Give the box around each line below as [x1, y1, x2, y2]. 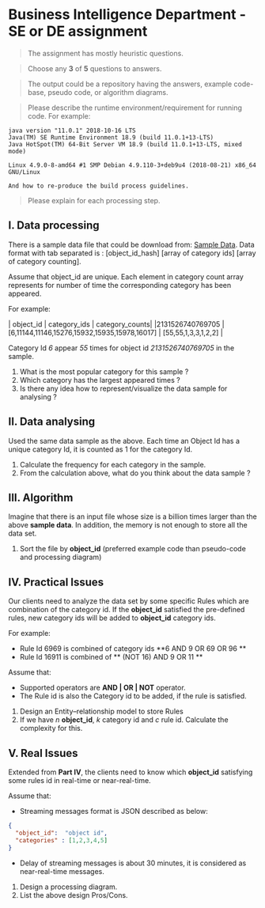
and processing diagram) [19, 552, 102, 562]
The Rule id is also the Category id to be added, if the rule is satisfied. [19, 691, 247, 701]
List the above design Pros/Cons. [19, 890, 128, 899]
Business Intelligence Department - [8, 6, 247, 24]
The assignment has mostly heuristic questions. [27, 48, 184, 58]
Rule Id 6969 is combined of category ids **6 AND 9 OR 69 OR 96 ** [19, 644, 247, 653]
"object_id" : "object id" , [15, 829, 108, 837]
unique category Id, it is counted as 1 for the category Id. [8, 445, 193, 454]
